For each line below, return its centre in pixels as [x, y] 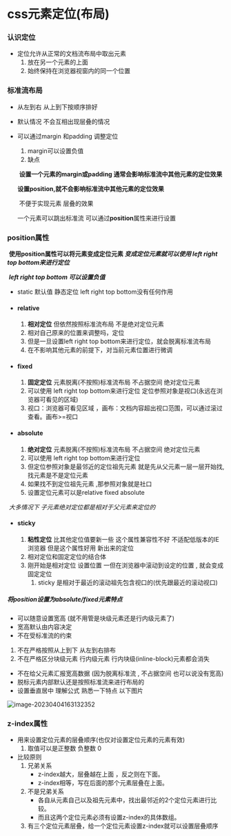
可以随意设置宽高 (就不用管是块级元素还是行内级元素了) [96, 618]
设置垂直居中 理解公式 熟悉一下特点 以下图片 [80, 691]
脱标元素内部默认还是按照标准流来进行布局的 [81, 682]
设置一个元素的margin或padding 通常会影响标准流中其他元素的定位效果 [121, 174]
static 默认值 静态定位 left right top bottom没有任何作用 [95, 292]
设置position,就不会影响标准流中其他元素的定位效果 [90, 188]
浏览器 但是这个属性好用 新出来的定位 [81, 548]
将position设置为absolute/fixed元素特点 [65, 600]
